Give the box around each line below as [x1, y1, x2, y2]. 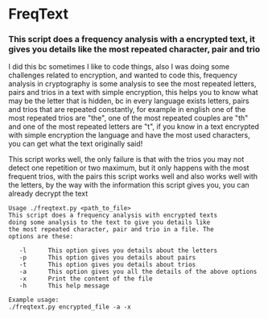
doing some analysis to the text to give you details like [8, 218, 211, 226]
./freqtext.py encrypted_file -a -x [8, 303, 131, 311]
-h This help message [19, 282, 110, 290]
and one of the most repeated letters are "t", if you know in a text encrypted [8, 122, 260, 131]
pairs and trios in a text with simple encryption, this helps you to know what [8, 88, 259, 97]
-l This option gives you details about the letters [19, 246, 218, 255]
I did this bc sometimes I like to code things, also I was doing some [8, 62, 230, 72]
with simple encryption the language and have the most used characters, [8, 130, 251, 140]
